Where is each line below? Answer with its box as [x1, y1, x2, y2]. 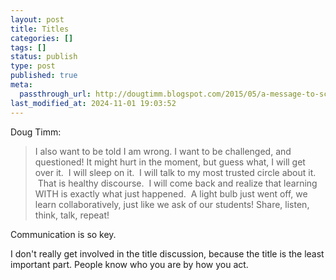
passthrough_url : [19, 89, 92, 99]
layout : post [10, 14, 65, 25]
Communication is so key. [10, 228, 117, 240]
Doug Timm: [10, 126, 62, 138]
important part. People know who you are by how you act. [10, 258, 249, 270]
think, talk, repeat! [34, 209, 110, 221]
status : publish [10, 52, 78, 62]
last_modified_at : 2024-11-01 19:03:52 [10, 98, 177, 108]
